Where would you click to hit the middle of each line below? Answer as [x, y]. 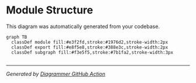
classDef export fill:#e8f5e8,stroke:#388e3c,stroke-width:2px [90, 47]
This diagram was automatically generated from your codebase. [83, 26]
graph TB [17, 37]
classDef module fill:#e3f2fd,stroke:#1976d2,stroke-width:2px [90, 42]
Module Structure [50, 10]
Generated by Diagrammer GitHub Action [56, 74]
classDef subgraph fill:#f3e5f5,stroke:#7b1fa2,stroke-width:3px [92, 52]
